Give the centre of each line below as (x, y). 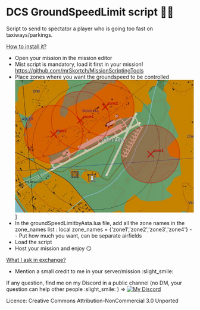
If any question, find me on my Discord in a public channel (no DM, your (94, 283)
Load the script (33, 242)
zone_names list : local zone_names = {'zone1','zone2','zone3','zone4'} (101, 229)
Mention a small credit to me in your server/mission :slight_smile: (94, 271)
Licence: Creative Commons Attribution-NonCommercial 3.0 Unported (92, 300)
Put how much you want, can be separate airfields (80, 235)
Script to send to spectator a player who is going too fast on (80, 29)
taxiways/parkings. (29, 34)
